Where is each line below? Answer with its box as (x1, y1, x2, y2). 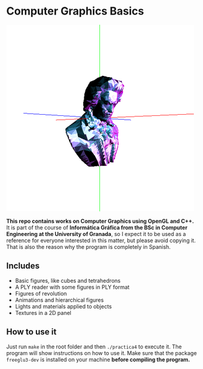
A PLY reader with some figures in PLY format (15, 283, 130, 291)
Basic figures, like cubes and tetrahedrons (15, 277, 121, 284)
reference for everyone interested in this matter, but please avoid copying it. (6, 237, 196, 244)
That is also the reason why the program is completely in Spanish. (6, 243, 171, 250)
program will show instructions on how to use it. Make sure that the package (6, 349, 197, 356)
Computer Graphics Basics (6, 4, 144, 18)
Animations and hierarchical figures (15, 296, 104, 303)
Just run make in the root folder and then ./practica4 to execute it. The (6, 343, 182, 350)
